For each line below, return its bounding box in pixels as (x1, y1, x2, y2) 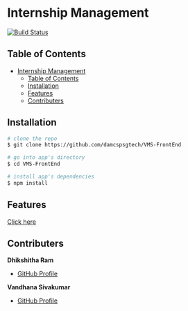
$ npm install (7, 179, 49, 186)
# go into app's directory (7, 154, 85, 161)
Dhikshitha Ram (7, 256, 54, 264)
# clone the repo (7, 135, 58, 142)
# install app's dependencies (7, 173, 95, 181)
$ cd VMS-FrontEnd (7, 160, 60, 168)
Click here (7, 218, 37, 226)
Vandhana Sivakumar (7, 283, 71, 291)
